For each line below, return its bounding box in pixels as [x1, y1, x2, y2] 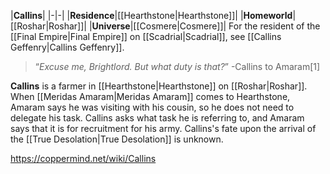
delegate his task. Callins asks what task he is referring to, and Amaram [10, 112, 305, 124]
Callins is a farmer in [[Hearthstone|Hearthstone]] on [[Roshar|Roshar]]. [10, 80, 308, 92]
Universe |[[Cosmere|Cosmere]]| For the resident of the [91, 20, 321, 32]
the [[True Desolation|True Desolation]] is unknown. [10, 133, 224, 145]
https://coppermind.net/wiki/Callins [10, 153, 157, 164]
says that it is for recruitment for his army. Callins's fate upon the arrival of [10, 123, 317, 134]
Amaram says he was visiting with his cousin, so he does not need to [10, 101, 295, 113]
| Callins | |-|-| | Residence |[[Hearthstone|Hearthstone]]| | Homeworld [10, 10, 293, 21]
